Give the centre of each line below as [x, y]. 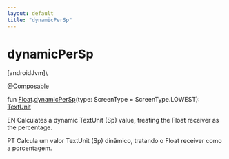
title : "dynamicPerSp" [40, 20]
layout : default [30, 13]
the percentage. [30, 127]
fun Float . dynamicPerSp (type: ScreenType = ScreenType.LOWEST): [103, 100]
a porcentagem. [30, 148]
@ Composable [28, 86]
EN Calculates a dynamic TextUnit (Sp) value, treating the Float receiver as [113, 120]
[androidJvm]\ [28, 73]
